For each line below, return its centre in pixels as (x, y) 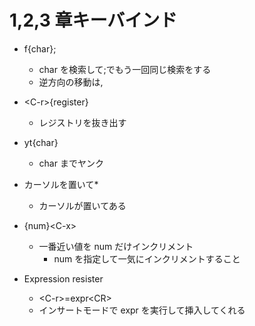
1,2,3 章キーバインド (93, 20)
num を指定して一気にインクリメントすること (147, 258)
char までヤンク (71, 163)
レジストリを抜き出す (82, 122)
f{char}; (40, 48)
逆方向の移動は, (71, 82)
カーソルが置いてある (82, 205)
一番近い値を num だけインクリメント (116, 246)
